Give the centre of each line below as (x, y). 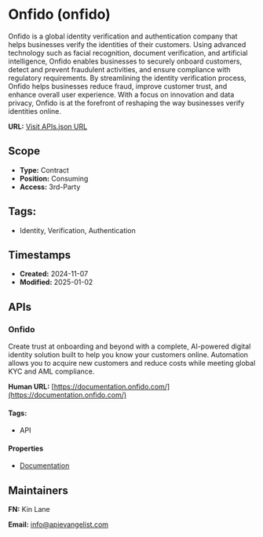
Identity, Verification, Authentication (77, 230)
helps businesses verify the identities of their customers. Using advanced (127, 44)
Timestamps (40, 255)
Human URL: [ (31, 387)
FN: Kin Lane (29, 510)
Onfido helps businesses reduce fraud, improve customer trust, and (118, 86)
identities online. (35, 111)
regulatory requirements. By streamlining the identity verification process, (127, 78)
